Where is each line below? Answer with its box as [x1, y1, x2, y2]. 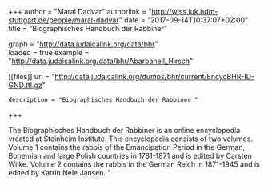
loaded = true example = [8, 48, 90, 57]
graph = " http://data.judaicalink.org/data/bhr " [8, 39, 158, 49]
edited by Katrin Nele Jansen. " [8, 168, 111, 177]
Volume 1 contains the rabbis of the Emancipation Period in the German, [8, 143, 246, 151]
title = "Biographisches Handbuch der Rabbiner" [8, 24, 168, 33]
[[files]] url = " [8, 72, 55, 81]
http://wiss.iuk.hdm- [151, 7, 218, 16]
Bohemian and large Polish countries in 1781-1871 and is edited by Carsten [8, 151, 252, 160]
